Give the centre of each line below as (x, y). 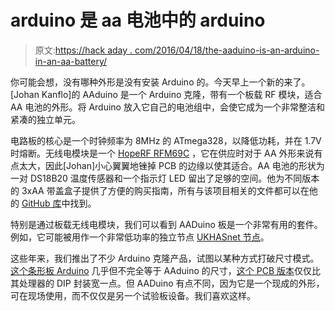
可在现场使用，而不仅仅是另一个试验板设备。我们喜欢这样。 (133, 295)
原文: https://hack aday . (83, 50)
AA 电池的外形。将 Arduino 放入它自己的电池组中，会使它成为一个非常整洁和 (167, 107)
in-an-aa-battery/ (70, 61)
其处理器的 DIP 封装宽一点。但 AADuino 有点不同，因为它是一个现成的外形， (167, 283)
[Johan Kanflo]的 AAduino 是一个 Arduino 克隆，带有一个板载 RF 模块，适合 (166, 94)
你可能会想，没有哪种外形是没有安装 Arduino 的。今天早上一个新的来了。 (160, 82)
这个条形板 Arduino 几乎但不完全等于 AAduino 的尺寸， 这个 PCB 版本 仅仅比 (165, 270)
